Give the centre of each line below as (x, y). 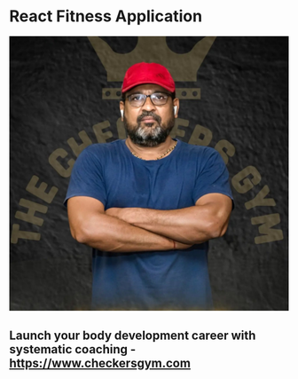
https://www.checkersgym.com (100, 363)
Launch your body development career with (133, 336)
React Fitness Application (106, 16)
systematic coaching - (73, 349)
